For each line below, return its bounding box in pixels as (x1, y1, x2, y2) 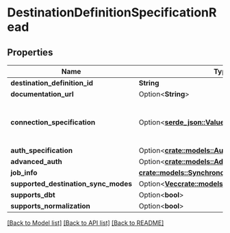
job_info (10, 168, 38, 177)
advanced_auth (10, 157, 63, 166)
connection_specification (10, 118, 96, 127)
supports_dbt (10, 190, 56, 200)
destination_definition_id (10, 79, 94, 87)
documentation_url (10, 90, 74, 98)
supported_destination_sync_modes (10, 179, 132, 189)
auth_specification (10, 146, 73, 155)
